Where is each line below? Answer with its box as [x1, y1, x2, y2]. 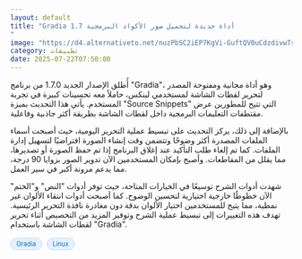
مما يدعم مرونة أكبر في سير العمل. [10, 163, 127, 174]
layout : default [10, 13, 71, 22]
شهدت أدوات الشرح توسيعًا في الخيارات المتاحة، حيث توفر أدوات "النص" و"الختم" [10, 181, 282, 191]
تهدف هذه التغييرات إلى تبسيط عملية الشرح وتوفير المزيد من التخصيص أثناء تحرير [10, 210, 281, 220]
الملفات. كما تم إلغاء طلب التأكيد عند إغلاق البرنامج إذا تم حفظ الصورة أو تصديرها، [10, 144, 280, 155]
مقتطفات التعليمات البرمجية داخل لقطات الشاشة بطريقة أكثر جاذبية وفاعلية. [10, 108, 263, 118]
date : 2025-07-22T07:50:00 [10, 55, 111, 64]
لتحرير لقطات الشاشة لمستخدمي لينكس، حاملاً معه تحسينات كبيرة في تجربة [10, 89, 263, 99]
